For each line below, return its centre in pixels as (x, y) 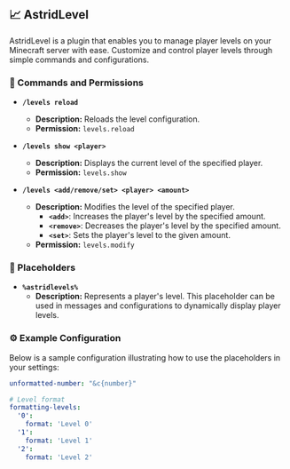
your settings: (34, 367)
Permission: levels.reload (85, 129)
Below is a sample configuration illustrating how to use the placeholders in (145, 357)
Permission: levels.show (81, 172)
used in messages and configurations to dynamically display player (158, 306)
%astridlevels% (50, 288)
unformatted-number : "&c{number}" (73, 383)
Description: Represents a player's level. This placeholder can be (155, 297)
